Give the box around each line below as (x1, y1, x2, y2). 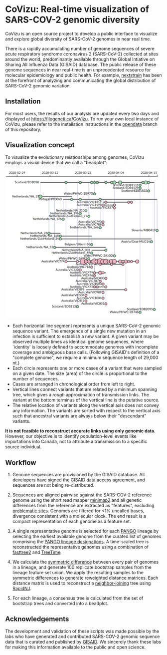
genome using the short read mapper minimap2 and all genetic (12, 497, 142, 503)
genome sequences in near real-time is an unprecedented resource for (5, 66, 151, 73)
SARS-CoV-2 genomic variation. (5, 82, 71, 88)
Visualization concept (5, 141, 75, 149)
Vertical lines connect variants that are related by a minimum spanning (12, 386, 157, 392)
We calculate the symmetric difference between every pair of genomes (12, 559, 159, 565)
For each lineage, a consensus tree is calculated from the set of (12, 595, 144, 601)
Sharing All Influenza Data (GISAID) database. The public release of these (5, 61, 157, 67)
